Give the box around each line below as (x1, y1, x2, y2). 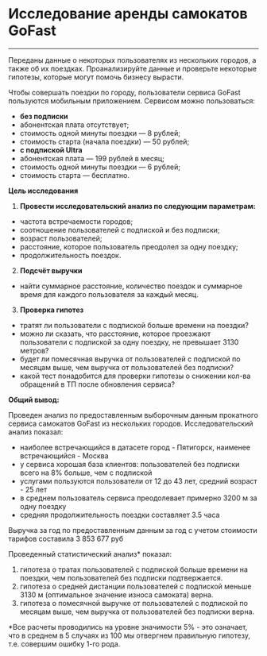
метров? (19, 345, 49, 355)
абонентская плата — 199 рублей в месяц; (19, 153, 164, 163)
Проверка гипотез (19, 305, 84, 314)
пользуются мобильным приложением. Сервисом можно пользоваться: (8, 96, 256, 106)
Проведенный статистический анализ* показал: (8, 549, 172, 558)
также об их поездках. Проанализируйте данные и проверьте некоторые (8, 64, 257, 73)
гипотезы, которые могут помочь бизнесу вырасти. (8, 72, 184, 82)
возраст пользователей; (19, 233, 103, 243)
